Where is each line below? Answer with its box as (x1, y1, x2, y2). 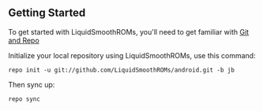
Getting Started (8, 6, 86, 20)
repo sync (8, 94, 41, 103)
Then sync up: (8, 80, 55, 89)
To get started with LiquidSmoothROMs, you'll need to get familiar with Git (8, 27, 250, 36)
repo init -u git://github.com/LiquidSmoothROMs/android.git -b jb (8, 66, 235, 74)
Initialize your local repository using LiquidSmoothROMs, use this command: (8, 50, 256, 60)
